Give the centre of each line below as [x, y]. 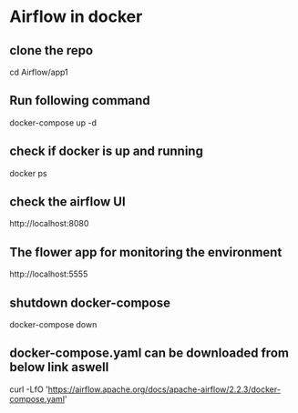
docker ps [28, 173]
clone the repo [51, 50]
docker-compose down [53, 325]
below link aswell [59, 367]
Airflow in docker [76, 17]
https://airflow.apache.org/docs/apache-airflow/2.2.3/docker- [164, 389]
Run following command [80, 101]
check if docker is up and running [106, 151]
